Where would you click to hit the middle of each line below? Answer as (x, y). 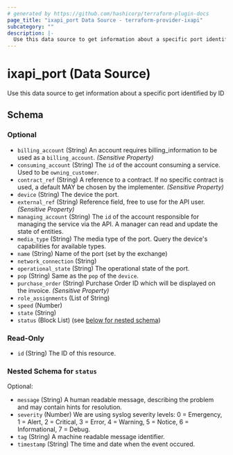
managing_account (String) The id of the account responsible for (108, 216)
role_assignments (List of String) (63, 298)
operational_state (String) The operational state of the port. (103, 268)
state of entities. (40, 231)
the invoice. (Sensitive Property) (63, 290)
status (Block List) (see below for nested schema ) (89, 320)
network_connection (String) (57, 261)
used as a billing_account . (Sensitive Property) (85, 157)
